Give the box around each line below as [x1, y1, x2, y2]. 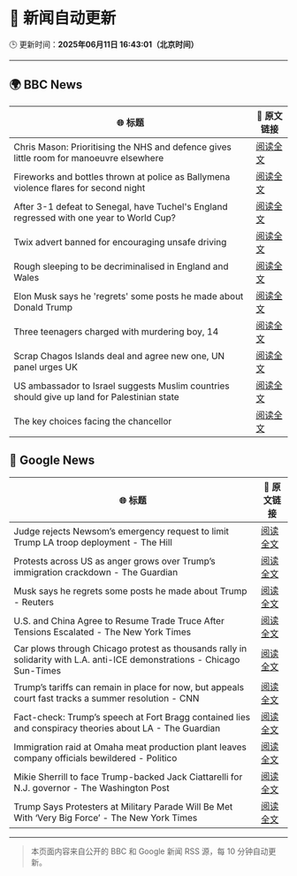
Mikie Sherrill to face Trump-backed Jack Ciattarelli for [13, 771, 243, 783]
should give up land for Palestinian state [13, 390, 179, 403]
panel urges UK [13, 360, 78, 373]
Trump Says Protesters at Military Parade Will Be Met [13, 800, 233, 812]
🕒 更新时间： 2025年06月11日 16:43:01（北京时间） [9, 39, 199, 50]
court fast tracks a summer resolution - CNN [13, 692, 200, 704]
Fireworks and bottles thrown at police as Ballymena [13, 170, 231, 182]
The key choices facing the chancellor [13, 415, 172, 427]
